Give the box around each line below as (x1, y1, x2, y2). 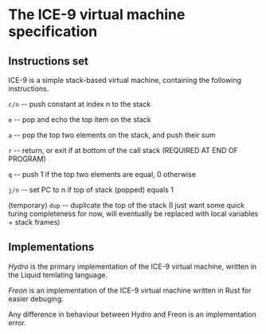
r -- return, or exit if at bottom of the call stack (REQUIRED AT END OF (8, 146, 239, 155)
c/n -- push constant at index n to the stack (8, 100, 151, 108)
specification (8, 22, 98, 41)
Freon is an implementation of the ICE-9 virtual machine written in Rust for (8, 285, 252, 295)
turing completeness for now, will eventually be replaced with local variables (8, 209, 259, 218)
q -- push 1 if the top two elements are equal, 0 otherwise (8, 170, 197, 179)
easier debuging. (8, 293, 64, 304)
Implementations (8, 241, 95, 254)
